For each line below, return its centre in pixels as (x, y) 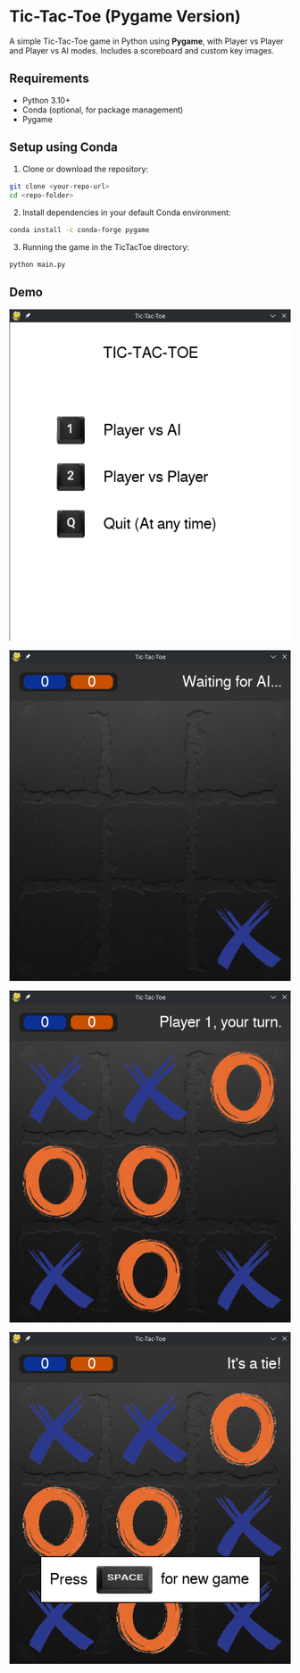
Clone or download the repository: (85, 169)
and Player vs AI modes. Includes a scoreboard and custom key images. (142, 50)
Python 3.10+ (46, 100)
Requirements (49, 79)
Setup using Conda (63, 148)
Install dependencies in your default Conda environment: (126, 212)
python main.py (37, 265)
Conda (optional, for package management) (103, 110)
